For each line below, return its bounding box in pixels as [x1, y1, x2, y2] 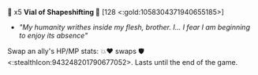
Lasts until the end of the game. [134, 58, 238, 66]
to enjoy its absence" [18, 31, 88, 40]
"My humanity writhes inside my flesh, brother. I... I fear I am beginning [18, 23, 250, 31]
